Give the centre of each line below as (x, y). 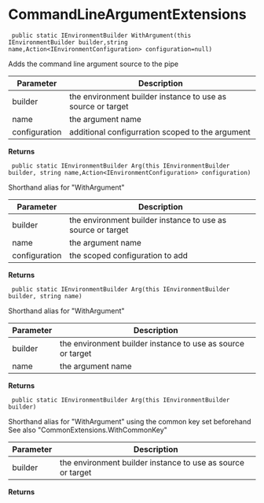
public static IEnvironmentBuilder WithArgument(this (101, 35)
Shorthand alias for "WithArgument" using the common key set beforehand (130, 421)
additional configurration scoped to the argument (160, 131)
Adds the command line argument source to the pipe (93, 64)
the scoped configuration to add (129, 255)
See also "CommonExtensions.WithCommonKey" (88, 430)
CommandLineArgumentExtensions (127, 15)
